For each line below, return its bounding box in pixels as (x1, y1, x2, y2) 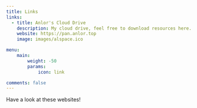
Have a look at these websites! (6, 96, 81, 103)
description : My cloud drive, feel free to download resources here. (17, 25, 192, 31)
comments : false (6, 80, 46, 86)
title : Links (6, 8, 38, 15)
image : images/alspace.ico (17, 36, 83, 42)
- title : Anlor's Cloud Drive (11, 20, 86, 26)
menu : (6, 47, 20, 53)
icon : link (37, 69, 65, 75)
